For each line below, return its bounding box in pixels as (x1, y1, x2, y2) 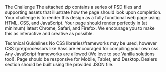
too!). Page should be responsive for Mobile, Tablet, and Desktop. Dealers (5, 56, 157, 62)
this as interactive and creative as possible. (5, 31, 94, 36)
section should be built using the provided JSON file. (5, 62, 114, 67)
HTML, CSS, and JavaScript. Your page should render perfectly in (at (5, 20, 147, 26)
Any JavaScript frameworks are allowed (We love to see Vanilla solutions (5, 51, 155, 57)
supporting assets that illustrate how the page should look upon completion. (5, 9, 162, 15)
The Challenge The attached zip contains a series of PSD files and (5, 4, 142, 10)
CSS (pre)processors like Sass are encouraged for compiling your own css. (5, 46, 160, 51)
